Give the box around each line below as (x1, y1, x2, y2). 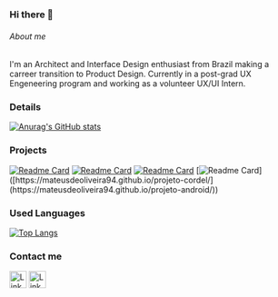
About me (9, 31, 46, 42)
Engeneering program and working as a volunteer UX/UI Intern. (9, 78, 246, 89)
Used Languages (9, 206, 86, 219)
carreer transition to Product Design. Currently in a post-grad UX (9, 68, 252, 80)
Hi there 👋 (9, 8, 55, 21)
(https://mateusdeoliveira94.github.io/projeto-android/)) (9, 183, 219, 194)
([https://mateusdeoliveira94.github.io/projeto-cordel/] (9, 174, 213, 185)
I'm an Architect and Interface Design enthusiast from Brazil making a (9, 59, 270, 70)
